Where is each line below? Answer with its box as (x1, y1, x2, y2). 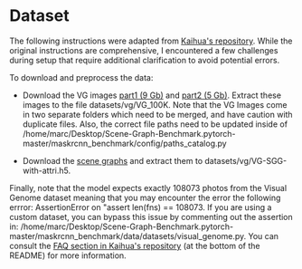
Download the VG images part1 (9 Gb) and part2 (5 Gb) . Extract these (22, 90, 282, 101)
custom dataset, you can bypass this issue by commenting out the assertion (9, 211, 294, 222)
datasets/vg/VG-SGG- (204, 155, 288, 166)
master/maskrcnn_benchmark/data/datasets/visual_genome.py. (9, 230, 247, 241)
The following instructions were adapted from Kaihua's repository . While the (9, 35, 293, 46)
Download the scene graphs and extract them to (22, 155, 203, 166)
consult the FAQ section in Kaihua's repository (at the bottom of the (9, 240, 260, 251)
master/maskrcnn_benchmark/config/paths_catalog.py (22, 138, 228, 149)
